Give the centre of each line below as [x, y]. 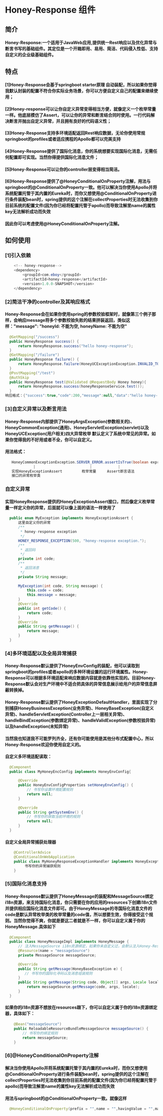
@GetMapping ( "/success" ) [34, 337]
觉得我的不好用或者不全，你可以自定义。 [54, 439]
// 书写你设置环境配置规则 [50, 790]
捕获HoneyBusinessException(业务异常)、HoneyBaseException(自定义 [81, 708]
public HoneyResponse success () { [44, 341]
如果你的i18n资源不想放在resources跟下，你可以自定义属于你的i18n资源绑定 [81, 1007]
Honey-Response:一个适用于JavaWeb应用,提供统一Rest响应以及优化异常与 [81, 43]
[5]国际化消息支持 [26, 884]
